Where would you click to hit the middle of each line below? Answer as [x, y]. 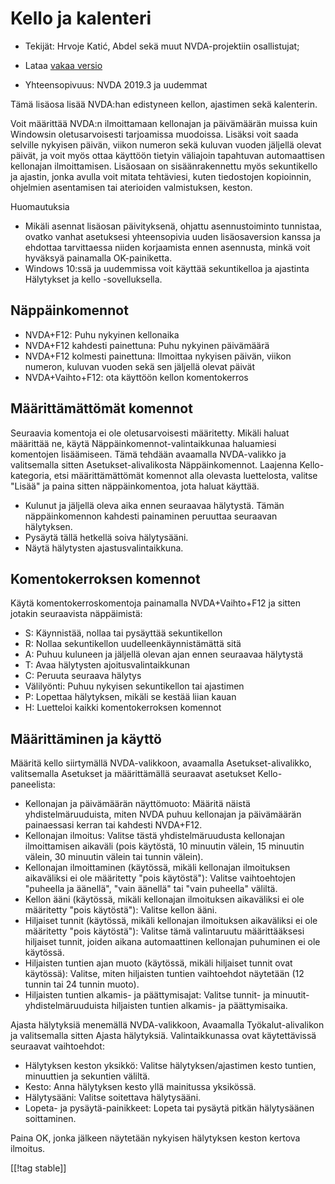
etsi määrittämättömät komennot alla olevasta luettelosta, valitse [185, 475]
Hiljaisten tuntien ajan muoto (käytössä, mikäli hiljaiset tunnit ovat [158, 963]
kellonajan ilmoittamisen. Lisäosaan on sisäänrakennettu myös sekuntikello [164, 166]
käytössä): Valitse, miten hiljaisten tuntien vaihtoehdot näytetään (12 [164, 974]
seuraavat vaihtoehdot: [57, 1046]
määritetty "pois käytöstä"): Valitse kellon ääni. [121, 910]
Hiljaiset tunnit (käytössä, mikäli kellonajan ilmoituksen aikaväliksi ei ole [171, 921]
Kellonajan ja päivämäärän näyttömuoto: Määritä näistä [137, 804]
